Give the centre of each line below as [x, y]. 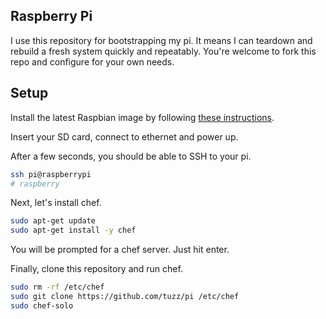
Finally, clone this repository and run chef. [96, 269]
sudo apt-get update [53, 221]
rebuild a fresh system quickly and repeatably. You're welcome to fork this [163, 51]
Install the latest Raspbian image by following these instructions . [142, 117]
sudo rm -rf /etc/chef [57, 287]
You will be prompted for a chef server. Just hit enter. [120, 250]
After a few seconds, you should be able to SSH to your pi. [131, 156]
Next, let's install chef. [56, 203]
